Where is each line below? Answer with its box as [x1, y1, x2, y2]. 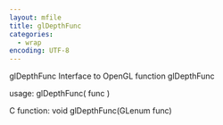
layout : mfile [9, 12, 62, 22]
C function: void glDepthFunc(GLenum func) [9, 105, 172, 116]
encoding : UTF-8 [9, 46, 70, 55]
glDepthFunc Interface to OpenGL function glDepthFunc [9, 71, 216, 81]
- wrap [17, 37, 42, 47]
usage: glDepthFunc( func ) [9, 88, 111, 99]
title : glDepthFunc [9, 21, 82, 30]
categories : [9, 29, 54, 38]
